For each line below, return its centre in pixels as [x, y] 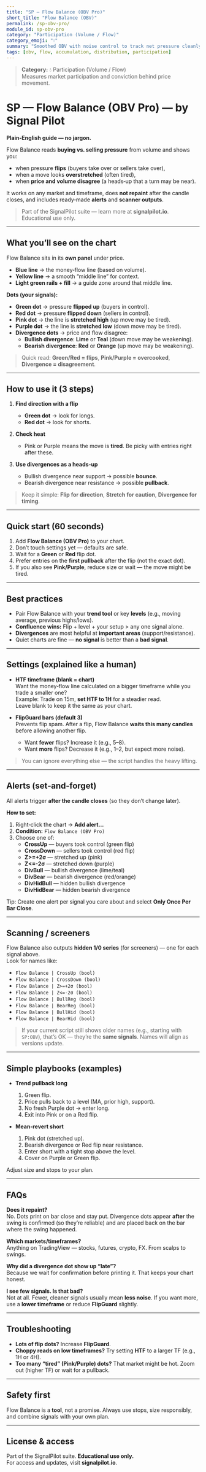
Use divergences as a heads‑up [56, 465]
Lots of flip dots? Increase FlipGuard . [63, 1344]
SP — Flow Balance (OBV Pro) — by [97, 107]
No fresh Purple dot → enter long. [67, 1108]
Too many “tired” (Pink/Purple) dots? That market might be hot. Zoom [105, 1363]
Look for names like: [32, 961]
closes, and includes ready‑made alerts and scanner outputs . [85, 199]
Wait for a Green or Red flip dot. [55, 554]
